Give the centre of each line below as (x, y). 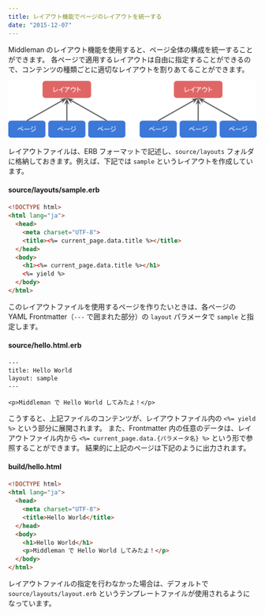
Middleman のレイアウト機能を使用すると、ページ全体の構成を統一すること (131, 49)
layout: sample (33, 379)
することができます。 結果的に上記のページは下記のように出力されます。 (132, 448)
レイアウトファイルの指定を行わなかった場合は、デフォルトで (108, 583)
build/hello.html (35, 467)
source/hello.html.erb (45, 345)
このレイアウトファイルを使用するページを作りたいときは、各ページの (122, 306)
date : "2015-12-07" (40, 25)
